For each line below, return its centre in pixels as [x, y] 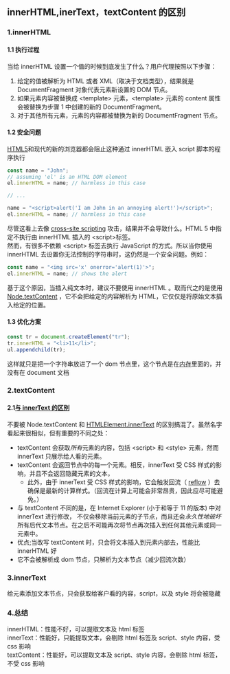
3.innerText [27, 578]
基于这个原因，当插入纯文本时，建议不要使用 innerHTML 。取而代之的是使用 [115, 287]
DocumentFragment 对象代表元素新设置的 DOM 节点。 [94, 89]
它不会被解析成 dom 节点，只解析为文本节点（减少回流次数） [103, 559]
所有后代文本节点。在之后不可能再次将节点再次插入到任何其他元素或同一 [119, 525]
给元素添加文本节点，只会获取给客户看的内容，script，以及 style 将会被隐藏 [114, 593]
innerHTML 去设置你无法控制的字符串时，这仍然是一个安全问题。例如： [108, 254]
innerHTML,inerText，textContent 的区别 [96, 12]
